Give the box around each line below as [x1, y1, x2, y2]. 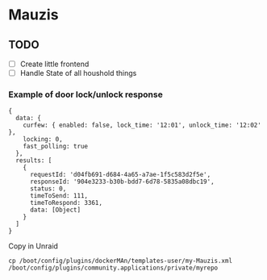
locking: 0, [23, 136, 63, 144]
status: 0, [29, 185, 67, 193]
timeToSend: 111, [29, 192, 89, 200]
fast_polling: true [23, 143, 89, 151]
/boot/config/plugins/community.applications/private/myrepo [8, 264, 219, 272]
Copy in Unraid [8, 241, 59, 251]
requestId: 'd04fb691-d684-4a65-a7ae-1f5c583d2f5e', [29, 171, 211, 179]
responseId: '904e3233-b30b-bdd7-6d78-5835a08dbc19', [29, 178, 215, 186]
